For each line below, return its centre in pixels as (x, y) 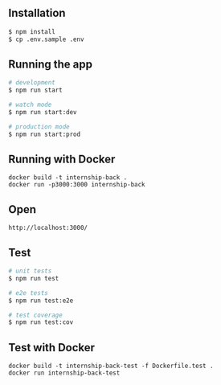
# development (32, 83)
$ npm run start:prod (45, 134)
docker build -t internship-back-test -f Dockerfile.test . (111, 366)
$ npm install (32, 31)
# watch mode (30, 105)
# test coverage (35, 315)
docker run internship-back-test (64, 373)
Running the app (50, 64)
